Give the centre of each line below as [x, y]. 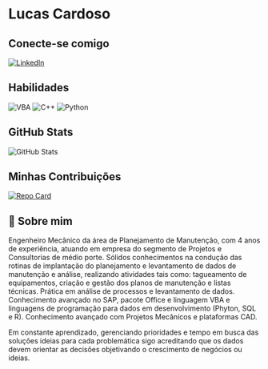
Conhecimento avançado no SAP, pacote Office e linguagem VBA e [119, 300]
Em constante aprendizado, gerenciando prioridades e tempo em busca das [134, 332]
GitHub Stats [41, 132]
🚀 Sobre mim [41, 221]
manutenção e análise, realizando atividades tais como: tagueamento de [128, 275]
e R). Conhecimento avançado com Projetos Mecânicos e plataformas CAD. [133, 317]
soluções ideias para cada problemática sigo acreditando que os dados [126, 341]
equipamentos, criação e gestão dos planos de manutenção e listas [120, 283]
